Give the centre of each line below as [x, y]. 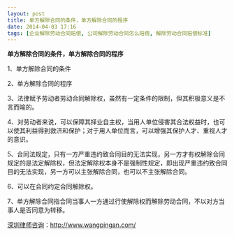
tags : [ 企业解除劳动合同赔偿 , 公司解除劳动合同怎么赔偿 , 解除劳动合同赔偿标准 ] [109, 33]
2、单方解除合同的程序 [40, 84]
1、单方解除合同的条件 [39, 69]
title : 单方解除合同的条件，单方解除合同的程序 [68, 20]
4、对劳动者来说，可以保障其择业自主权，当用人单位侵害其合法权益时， [110, 122]
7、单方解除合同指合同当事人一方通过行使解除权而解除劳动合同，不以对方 [113, 201]
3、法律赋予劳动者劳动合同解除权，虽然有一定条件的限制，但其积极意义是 [113, 98]
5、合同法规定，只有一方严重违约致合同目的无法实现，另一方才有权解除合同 [116, 154]
